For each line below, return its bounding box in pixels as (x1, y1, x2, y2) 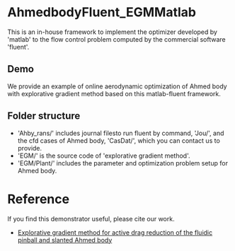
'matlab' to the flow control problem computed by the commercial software (7, 35, 227, 43)
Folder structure (7, 110, 81, 122)
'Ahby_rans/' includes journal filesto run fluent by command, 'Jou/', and (17, 129, 224, 137)
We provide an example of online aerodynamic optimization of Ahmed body (7, 82, 228, 91)
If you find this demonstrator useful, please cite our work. (7, 214, 175, 223)
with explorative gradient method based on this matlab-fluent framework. (7, 89, 221, 98)
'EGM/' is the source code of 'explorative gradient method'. (17, 151, 190, 160)
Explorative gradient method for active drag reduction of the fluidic (17, 228, 213, 237)
